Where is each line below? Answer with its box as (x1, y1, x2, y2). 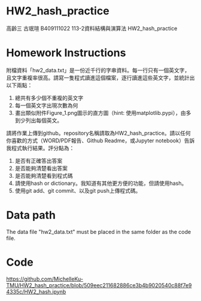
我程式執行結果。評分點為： (6, 144, 75, 151)
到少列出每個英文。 (14, 117, 63, 124)
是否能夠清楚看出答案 (14, 165, 68, 172)
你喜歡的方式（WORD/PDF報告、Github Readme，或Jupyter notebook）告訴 (6, 136, 195, 144)
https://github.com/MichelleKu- (6, 275, 84, 282)
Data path (6, 208, 56, 222)
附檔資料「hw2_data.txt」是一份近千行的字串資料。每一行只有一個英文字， (6, 66, 190, 74)
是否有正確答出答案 (14, 157, 63, 164)
